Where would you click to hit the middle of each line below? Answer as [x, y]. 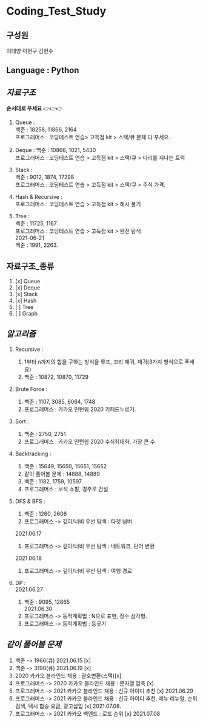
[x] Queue [28, 282]
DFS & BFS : [30, 501]
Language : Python [43, 70]
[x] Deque [28, 288]
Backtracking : [33, 454]
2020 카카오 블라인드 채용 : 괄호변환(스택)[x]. [69, 676]
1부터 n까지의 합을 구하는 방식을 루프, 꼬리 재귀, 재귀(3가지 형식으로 [104, 361]
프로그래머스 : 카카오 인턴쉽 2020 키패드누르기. [80, 409]
